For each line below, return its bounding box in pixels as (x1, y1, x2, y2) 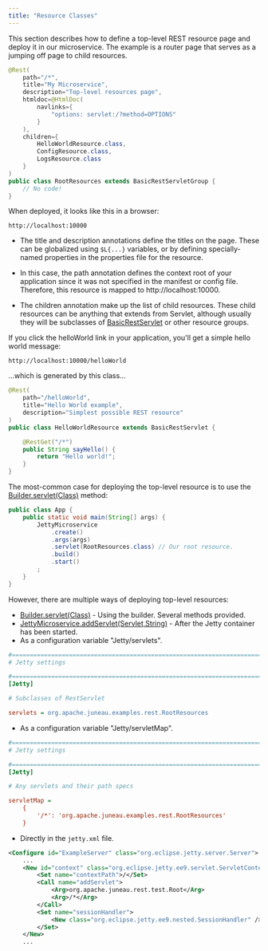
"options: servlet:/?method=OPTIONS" (50, 110, 177, 118)
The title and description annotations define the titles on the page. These (19, 236, 260, 246)
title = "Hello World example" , (22, 401, 124, 409)
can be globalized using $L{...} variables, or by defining (19, 244, 207, 254)
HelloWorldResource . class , (37, 140, 127, 148)
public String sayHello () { (22, 445, 116, 453)
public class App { (8, 506, 73, 514)
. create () (50, 528, 84, 536)
